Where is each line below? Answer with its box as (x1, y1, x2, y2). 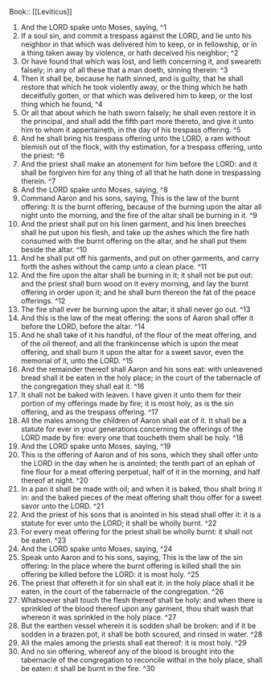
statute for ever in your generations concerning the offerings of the (20, 424, 244, 434)
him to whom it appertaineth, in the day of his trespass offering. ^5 (20, 125, 241, 134)
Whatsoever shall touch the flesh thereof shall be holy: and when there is (20, 596, 264, 604)
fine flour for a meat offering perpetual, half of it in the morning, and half (20, 467, 261, 476)
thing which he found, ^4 (20, 100, 103, 109)
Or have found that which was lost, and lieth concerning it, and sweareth (20, 56, 262, 66)
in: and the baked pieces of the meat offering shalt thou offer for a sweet (20, 492, 262, 502)
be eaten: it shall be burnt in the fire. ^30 (20, 664, 155, 673)
